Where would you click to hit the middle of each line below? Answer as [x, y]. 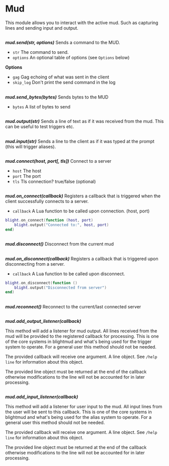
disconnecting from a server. [35, 264]
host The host [27, 171]
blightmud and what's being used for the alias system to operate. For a [78, 417]
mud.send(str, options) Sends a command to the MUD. [63, 43]
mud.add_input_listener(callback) [42, 397]
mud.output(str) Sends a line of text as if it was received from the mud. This [84, 122]
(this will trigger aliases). [31, 147]
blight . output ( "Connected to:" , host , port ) [62, 225]
